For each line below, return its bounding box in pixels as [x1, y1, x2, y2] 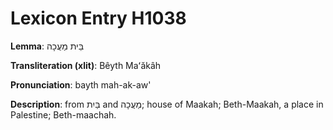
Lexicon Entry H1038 [10, 7, 187, 30]
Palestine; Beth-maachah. [10, 108, 117, 121]
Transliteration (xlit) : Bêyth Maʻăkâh [10, 59, 162, 71]
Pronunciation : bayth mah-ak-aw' [10, 78, 152, 91]
